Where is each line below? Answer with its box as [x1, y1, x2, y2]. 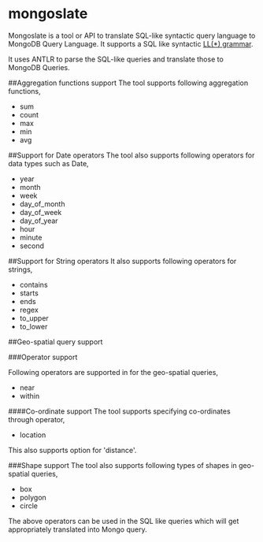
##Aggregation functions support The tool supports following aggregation [8, 78, 249, 87]
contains [19, 280, 49, 289]
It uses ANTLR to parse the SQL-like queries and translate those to [8, 54, 224, 64]
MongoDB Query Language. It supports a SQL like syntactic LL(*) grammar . [8, 39, 254, 48]
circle [19, 501, 38, 510]
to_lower [19, 321, 48, 331]
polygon [19, 492, 47, 502]
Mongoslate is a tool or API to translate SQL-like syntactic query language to [8, 31, 256, 40]
